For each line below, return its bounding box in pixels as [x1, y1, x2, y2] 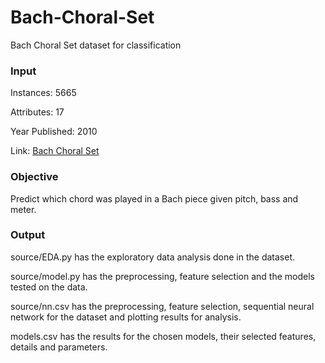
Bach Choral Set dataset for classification [10, 39, 182, 51]
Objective [10, 170, 59, 184]
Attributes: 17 [10, 106, 65, 118]
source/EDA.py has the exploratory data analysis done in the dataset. [10, 251, 295, 263]
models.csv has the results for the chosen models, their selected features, [10, 330, 317, 342]
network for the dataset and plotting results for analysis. [10, 311, 242, 323]
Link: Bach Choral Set [10, 145, 100, 157]
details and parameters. [10, 341, 108, 353]
